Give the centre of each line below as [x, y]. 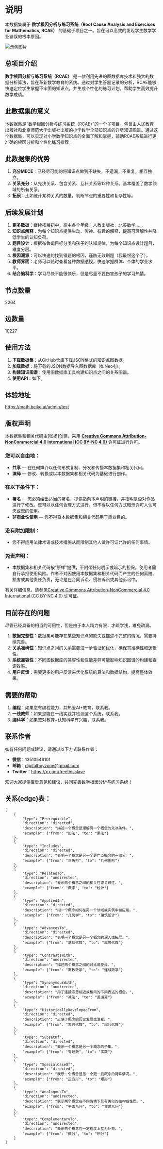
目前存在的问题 [27, 613]
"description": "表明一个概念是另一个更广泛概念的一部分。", [78, 855]
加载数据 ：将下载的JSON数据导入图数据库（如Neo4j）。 [67, 366]
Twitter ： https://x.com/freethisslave [49, 771]
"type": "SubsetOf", [43, 1037]
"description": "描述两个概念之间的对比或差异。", [69, 964]
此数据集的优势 [27, 159]
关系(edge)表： [28, 799]
